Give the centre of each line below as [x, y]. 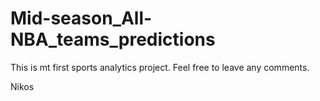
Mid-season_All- [81, 18]
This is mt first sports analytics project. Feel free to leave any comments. [160, 67]
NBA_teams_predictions [113, 39]
